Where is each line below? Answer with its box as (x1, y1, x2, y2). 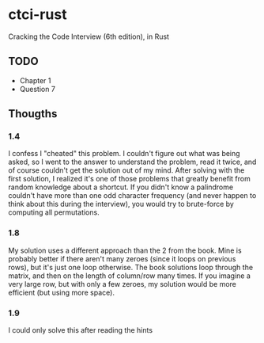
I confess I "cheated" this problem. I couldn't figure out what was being (8, 149, 240, 158)
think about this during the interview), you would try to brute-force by (8, 200, 235, 209)
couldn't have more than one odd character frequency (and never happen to (8, 191, 257, 200)
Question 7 (19, 84, 55, 93)
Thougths (8, 107, 58, 120)
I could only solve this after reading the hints (8, 326, 153, 335)
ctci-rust (8, 6, 67, 24)
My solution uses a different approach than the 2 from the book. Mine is (8, 246, 243, 255)
